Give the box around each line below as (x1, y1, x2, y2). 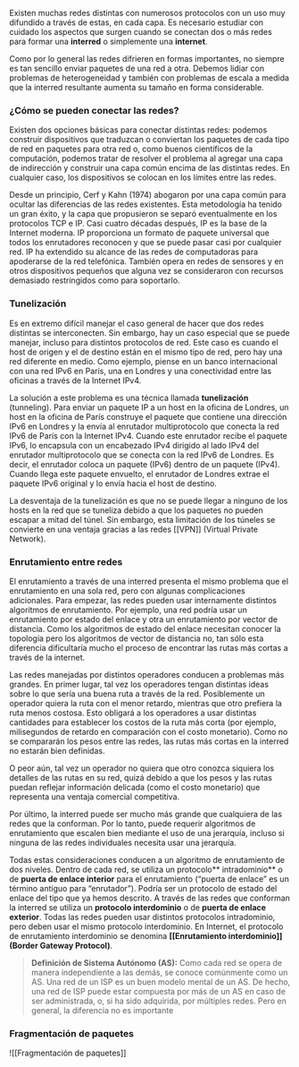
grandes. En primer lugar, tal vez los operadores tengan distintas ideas (9, 679, 270, 689)
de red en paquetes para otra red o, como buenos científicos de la (9, 143, 253, 155)
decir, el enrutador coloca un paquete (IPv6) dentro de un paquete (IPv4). (9, 458, 280, 469)
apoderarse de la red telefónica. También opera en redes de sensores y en (9, 256, 284, 267)
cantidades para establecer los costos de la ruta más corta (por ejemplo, (9, 716, 277, 728)
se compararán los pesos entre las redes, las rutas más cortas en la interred (9, 736, 289, 747)
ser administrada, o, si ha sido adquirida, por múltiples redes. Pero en (30, 995, 287, 1006)
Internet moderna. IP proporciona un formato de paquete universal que (9, 227, 270, 238)
